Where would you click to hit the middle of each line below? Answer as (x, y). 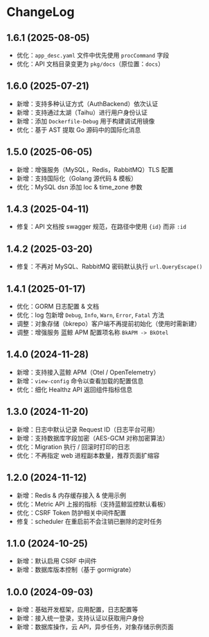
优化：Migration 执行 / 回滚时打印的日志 (73, 447)
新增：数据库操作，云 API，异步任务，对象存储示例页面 (95, 627)
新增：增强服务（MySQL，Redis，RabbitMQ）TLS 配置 (95, 169)
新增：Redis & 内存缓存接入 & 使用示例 (71, 495)
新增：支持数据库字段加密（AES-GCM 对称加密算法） (92, 438)
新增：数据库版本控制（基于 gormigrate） (76, 570)
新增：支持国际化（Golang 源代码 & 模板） (77, 178)
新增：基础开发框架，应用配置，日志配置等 (77, 610)
